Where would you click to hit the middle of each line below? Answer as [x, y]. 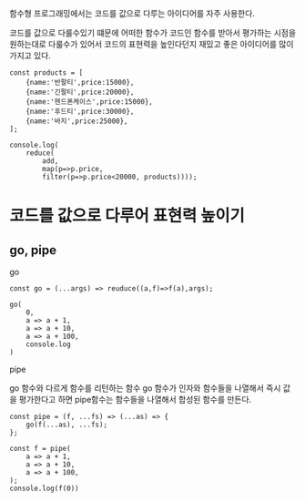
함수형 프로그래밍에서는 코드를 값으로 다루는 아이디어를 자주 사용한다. [132, 13]
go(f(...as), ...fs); [66, 425]
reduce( [40, 153]
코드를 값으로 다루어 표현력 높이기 [127, 216]
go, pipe [33, 250]
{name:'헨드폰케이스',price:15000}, [89, 102]
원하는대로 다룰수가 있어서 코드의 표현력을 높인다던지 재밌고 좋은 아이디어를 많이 [152, 44]
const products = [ [46, 73]
